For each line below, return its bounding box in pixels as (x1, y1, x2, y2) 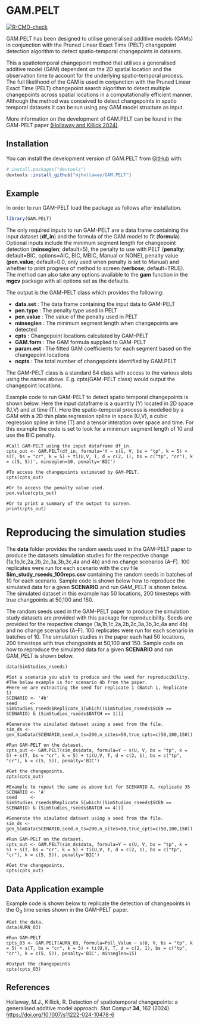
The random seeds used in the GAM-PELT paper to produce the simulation (6, 608, 189, 615)
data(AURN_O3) (6, 924, 42, 930)
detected (14, 326, 37, 333)
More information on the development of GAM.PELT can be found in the (6, 115, 182, 122)
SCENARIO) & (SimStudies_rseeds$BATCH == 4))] (6, 805, 124, 811)
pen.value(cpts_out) (6, 490, 58, 496)
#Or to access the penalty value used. (6, 485, 105, 491)
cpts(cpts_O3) (6, 966, 42, 972)
